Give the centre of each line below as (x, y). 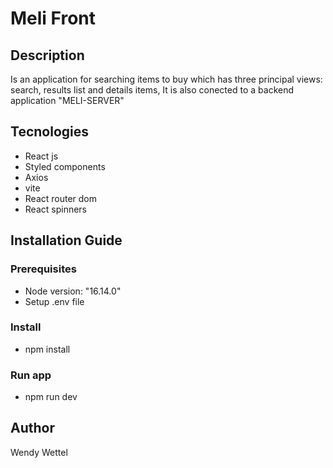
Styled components (65, 166)
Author (32, 428)
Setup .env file (54, 301)
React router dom (61, 198)
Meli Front (53, 18)
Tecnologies (49, 132)
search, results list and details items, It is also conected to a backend (152, 90)
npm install (47, 349)
